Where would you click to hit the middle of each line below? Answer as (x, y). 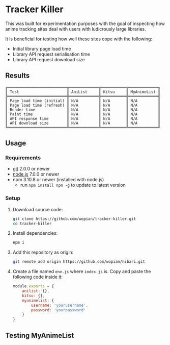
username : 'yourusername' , (60, 305)
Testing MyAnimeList (40, 335)
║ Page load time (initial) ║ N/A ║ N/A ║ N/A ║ (83, 101)
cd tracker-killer (32, 224)
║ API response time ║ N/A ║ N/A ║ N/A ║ (83, 118)
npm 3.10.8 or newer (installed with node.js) (58, 180)
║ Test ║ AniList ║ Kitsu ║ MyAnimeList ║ (83, 92)
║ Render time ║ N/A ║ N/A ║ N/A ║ (83, 110)
